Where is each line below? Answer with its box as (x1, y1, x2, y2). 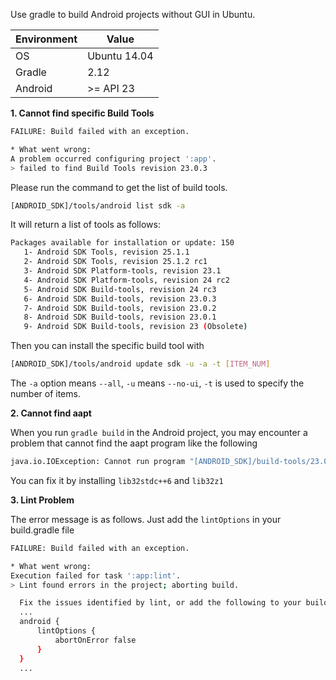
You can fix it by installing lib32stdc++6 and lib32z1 (10, 474, 224, 486)
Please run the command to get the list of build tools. (10, 181, 228, 193)
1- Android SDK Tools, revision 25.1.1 (23, 247, 190, 258)
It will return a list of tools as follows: (10, 219, 161, 231)
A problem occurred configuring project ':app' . (10, 154, 217, 164)
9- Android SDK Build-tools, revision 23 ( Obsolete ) (23, 322, 248, 332)
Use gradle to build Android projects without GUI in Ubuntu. (10, 9, 256, 20)
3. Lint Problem (10, 494, 75, 506)
